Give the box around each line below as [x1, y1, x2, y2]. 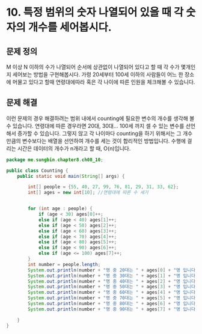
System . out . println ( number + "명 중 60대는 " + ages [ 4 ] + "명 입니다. [28, 290, 198, 296]
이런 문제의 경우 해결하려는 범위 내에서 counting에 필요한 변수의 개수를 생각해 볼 [6, 115, 195, 122]
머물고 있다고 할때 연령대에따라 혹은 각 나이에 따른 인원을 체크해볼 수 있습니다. [12, 79, 195, 85]
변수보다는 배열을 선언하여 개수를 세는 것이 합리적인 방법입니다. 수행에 [22, 137, 186, 144]
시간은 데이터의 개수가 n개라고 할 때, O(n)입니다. [17, 145, 131, 152]
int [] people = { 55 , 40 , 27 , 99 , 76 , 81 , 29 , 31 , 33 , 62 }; [28, 184, 179, 190]
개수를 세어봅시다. [28, 20, 112, 34]
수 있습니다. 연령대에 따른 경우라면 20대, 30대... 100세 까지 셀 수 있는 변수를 [6, 122, 185, 129]
